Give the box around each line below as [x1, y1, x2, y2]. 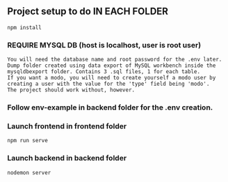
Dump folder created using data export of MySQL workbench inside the [7, 62, 216, 69]
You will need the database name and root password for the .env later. [7, 56, 222, 63]
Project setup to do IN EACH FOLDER [7, 6, 169, 17]
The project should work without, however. [7, 86, 136, 93]
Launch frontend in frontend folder [7, 121, 127, 131]
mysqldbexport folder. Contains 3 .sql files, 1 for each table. [7, 68, 200, 75]
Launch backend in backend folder [7, 153, 127, 163]
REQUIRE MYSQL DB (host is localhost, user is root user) [7, 40, 202, 50]
